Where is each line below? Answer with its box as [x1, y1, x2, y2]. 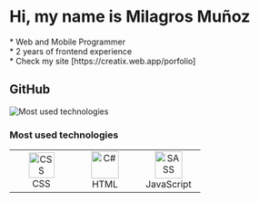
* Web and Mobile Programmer [9, 36, 125, 47]
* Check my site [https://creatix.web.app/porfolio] [9, 55, 196, 66]
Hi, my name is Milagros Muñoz [9, 6, 251, 27]
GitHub [9, 82, 51, 97]
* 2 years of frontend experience [9, 45, 133, 56]
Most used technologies [9, 129, 119, 141]
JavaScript [144, 178, 193, 191]
